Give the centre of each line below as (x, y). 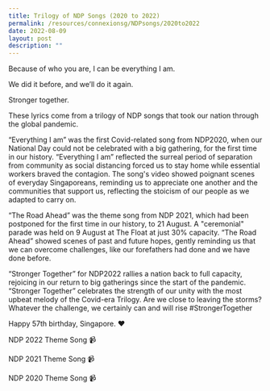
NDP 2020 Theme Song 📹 (52, 378)
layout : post (30, 38)
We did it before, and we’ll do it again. (71, 85)
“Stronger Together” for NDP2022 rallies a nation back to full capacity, (125, 274)
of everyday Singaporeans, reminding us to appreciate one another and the (133, 183)
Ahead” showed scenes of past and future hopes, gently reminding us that (132, 241)
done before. (30, 258)
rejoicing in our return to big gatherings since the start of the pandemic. (127, 282)
